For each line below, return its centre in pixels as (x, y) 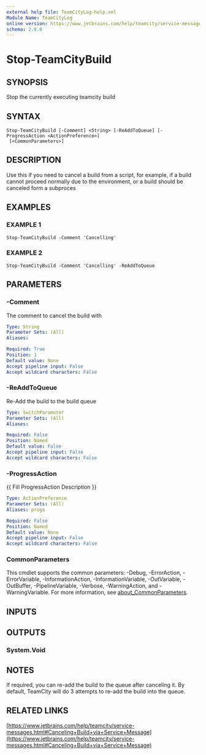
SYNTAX (24, 117)
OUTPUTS (26, 633)
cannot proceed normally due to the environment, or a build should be (95, 181)
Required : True (26, 349)
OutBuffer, (19, 586)
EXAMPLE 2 (25, 253)
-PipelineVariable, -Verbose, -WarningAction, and (96, 586)
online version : (27, 23)
